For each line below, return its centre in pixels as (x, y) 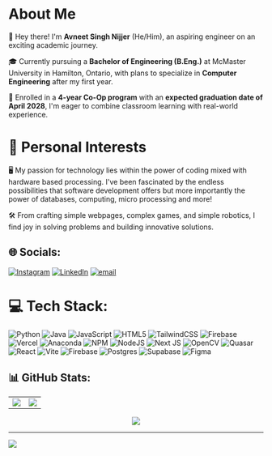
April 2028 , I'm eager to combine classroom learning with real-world (123, 105)
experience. (28, 114)
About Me (42, 14)
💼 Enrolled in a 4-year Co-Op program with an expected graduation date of (136, 97)
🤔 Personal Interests (78, 147)
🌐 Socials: (35, 252)
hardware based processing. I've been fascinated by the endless (117, 181)
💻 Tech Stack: (58, 306)
